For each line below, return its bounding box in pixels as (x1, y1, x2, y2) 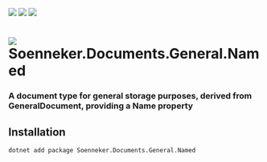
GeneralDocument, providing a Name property (8, 100, 194, 111)
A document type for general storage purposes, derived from (8, 91, 252, 102)
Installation (8, 125, 66, 139)
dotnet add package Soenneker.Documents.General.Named (8, 146, 196, 154)
